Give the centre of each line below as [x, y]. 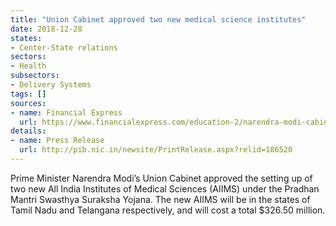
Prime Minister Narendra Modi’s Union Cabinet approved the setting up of [161, 178]
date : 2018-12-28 [46, 29]
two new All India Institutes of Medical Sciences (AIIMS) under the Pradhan [165, 188]
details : [28, 131]
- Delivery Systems [51, 85]
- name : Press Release [57, 141]
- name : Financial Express [66, 112]
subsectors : [35, 76]
